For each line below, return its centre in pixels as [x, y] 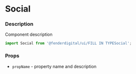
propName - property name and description [54, 66]
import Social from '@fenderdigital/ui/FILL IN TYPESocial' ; [68, 44]
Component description [29, 34]
